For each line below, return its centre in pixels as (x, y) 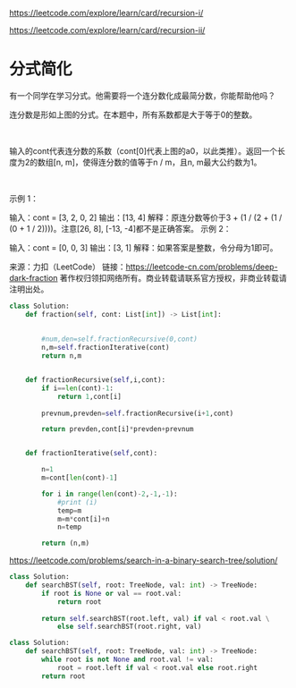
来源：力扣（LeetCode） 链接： (68, 267)
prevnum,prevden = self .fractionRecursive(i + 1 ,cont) (138, 413)
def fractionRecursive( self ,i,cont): (96, 380)
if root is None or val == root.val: (111, 593)
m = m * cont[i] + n (83, 519)
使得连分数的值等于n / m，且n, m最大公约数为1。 (172, 162)
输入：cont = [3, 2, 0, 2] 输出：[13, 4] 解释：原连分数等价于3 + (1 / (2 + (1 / (146, 217)
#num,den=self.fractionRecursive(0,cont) (120, 339)
